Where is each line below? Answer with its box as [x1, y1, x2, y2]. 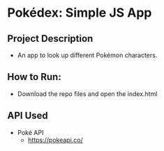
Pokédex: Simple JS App [7, 5, 152, 21]
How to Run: [7, 71, 61, 83]
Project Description [7, 33, 94, 45]
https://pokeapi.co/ [27, 136, 84, 144]
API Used [7, 110, 49, 122]
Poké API [17, 128, 44, 136]
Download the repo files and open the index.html [17, 89, 158, 98]
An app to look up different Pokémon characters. [17, 51, 158, 59]
